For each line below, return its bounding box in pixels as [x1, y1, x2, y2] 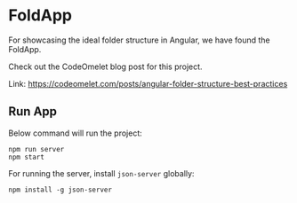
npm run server [8, 144, 65, 153]
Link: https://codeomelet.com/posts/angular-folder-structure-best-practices [8, 78, 288, 89]
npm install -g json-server [8, 185, 113, 194]
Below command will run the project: [8, 128, 143, 138]
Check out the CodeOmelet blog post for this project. [8, 61, 203, 72]
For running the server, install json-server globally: [8, 168, 195, 178]
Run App [8, 104, 58, 120]
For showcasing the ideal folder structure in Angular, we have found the [8, 35, 270, 45]
